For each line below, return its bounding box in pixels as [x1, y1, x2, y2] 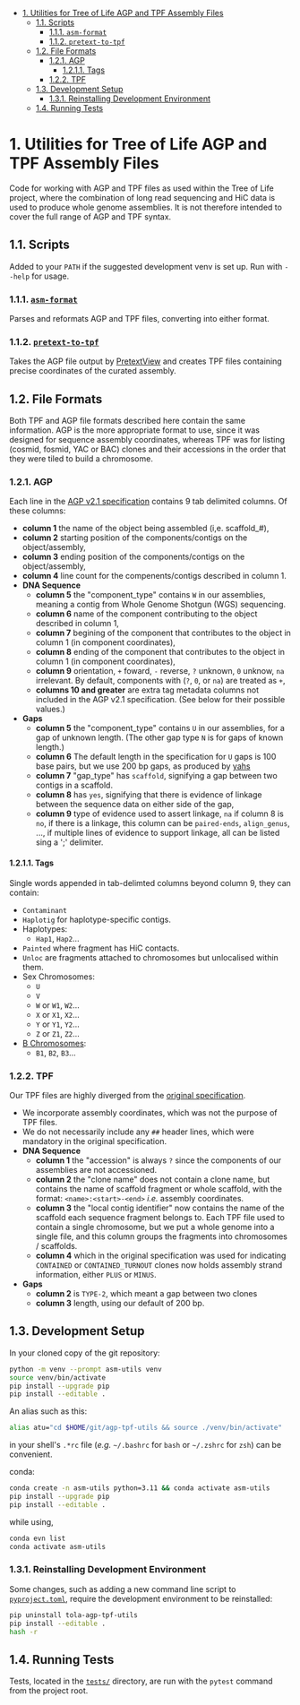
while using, [9, 1516, 54, 1527]
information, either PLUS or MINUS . [35, 1269, 157, 1279]
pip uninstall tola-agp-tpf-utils [9, 1610, 139, 1620]
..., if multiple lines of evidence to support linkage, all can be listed [35, 828, 280, 839]
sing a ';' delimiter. [35, 837, 104, 848]
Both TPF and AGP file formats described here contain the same [9, 416, 246, 426]
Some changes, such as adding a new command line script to [9, 1583, 236, 1594]
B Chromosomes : [21, 1038, 87, 1048]
